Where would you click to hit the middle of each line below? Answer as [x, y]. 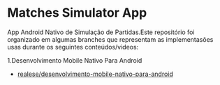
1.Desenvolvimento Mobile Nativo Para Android [75, 60]
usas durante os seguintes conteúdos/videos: [73, 47]
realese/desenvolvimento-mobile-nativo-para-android [95, 74]
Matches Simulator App [77, 13]
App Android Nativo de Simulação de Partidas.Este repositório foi [101, 32]
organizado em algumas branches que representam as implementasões [110, 39]
